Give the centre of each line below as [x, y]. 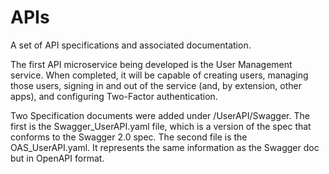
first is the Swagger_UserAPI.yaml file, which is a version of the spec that [161, 126]
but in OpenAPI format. [57, 158]
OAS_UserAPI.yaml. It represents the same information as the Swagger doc [165, 147]
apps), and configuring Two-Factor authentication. [114, 96]
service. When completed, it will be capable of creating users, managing [159, 75]
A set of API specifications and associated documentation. [131, 45]
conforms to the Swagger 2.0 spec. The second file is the [129, 137]
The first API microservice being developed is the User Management [151, 64]
